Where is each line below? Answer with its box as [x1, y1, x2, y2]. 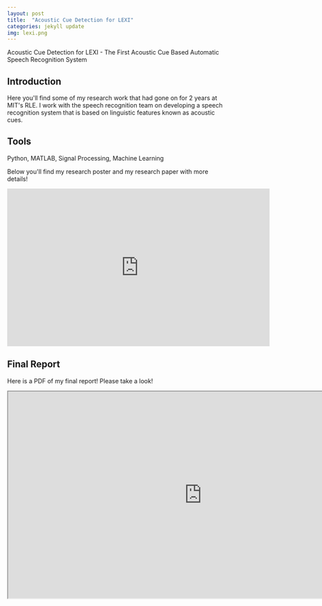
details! [7, 174, 28, 183]
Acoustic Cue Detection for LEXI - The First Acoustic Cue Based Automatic [7, 48, 219, 57]
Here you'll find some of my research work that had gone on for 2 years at [7, 94, 217, 102]
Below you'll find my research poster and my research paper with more [7, 167, 208, 176]
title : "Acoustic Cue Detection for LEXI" [7, 17, 134, 23]
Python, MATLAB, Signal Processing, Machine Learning [7, 154, 164, 162]
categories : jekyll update [7, 23, 85, 30]
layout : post [7, 10, 45, 17]
